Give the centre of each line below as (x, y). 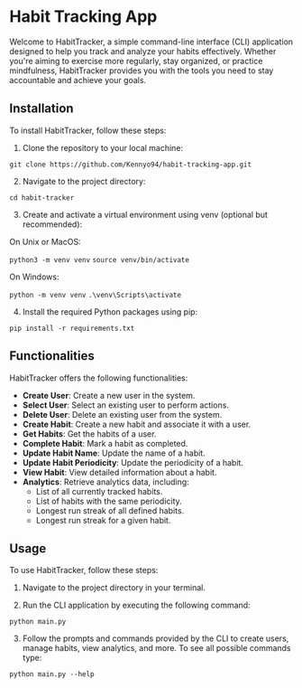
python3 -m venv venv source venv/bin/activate (99, 259)
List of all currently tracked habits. (99, 491)
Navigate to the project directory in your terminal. (114, 588)
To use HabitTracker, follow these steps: (84, 570)
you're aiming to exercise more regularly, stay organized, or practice (136, 61)
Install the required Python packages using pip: (110, 311)
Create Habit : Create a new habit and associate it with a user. (137, 424)
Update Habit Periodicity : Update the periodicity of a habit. (133, 462)
